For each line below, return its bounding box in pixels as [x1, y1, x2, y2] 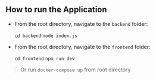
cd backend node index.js [14, 32, 78, 39]
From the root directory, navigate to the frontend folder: [14, 43, 151, 50]
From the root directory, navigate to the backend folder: [14, 20, 148, 27]
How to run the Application [5, 5, 108, 15]
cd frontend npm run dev [14, 55, 75, 61]
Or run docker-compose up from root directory [20, 66, 131, 73]
